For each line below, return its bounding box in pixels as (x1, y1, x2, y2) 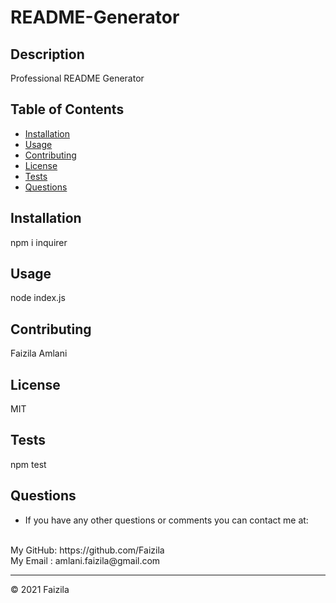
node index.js (10, 292, 66, 304)
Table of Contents (10, 101, 125, 118)
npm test (10, 458, 47, 470)
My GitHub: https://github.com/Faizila (10, 544, 165, 556)
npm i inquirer (10, 236, 68, 248)
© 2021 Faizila (10, 583, 70, 595)
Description (10, 46, 85, 63)
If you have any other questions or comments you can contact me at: (24, 514, 309, 526)
